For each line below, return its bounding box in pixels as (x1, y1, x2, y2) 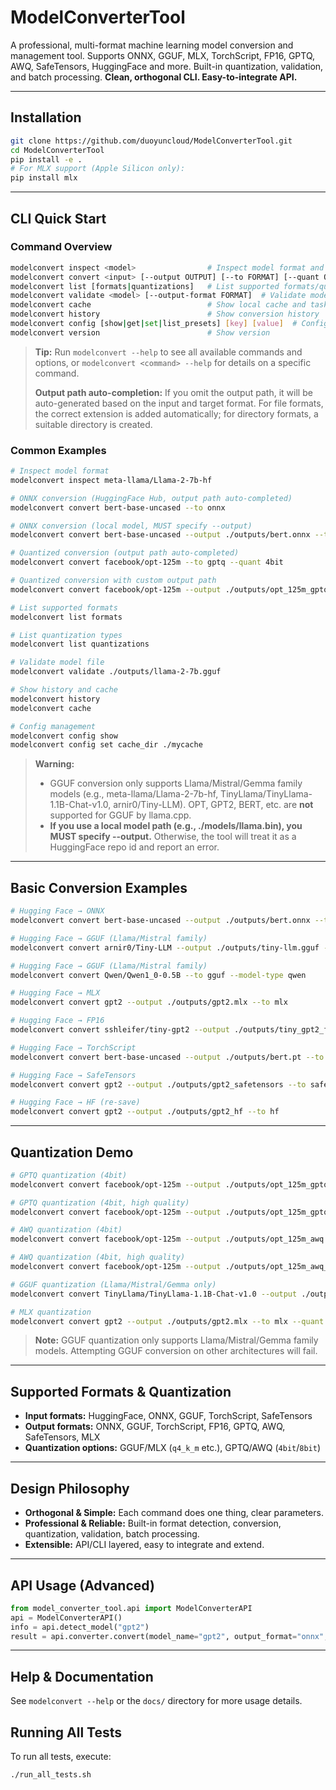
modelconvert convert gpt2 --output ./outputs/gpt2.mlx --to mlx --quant (10, 1316, 325, 1326)
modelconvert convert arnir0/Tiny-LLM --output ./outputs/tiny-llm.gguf (10, 942, 320, 953)
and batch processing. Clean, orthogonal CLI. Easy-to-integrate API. (10, 71, 298, 83)
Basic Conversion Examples (10, 879, 188, 896)
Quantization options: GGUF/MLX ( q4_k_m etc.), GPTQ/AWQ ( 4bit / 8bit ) (24, 1442, 322, 1454)
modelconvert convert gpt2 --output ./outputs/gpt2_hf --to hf (10, 1107, 280, 1117)
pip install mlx (10, 173, 78, 183)
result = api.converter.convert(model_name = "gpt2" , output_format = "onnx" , (10, 1631, 329, 1641)
